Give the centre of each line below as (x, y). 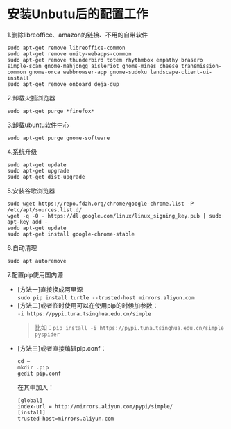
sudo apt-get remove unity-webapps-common (69, 54)
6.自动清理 (22, 247)
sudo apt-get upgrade (38, 170)
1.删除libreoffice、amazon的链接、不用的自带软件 (78, 35)
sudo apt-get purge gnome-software (59, 138)
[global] (30, 400)
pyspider (47, 334)
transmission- (201, 66)
